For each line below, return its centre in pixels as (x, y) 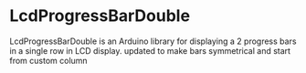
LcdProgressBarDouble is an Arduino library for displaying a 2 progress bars (153, 41)
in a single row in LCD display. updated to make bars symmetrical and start (150, 50)
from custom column (49, 60)
